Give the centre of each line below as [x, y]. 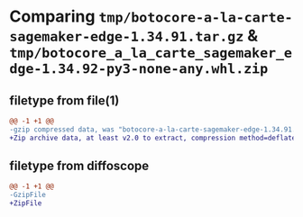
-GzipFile [28, 195]
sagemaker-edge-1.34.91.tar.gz [127, 37]
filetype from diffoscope [79, 166]
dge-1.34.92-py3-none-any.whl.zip [139, 69]
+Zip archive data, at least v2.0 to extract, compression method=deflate [153, 138]
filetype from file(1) [64, 100]
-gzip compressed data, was [62, 129]
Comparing [52, 17]
